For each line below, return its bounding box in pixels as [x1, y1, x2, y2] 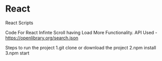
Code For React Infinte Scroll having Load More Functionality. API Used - [5, 29, 157, 35]
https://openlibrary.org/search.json [5, 35, 79, 41]
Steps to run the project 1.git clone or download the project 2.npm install [5, 44, 156, 50]
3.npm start [5, 50, 29, 56]
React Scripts [5, 20, 34, 26]
